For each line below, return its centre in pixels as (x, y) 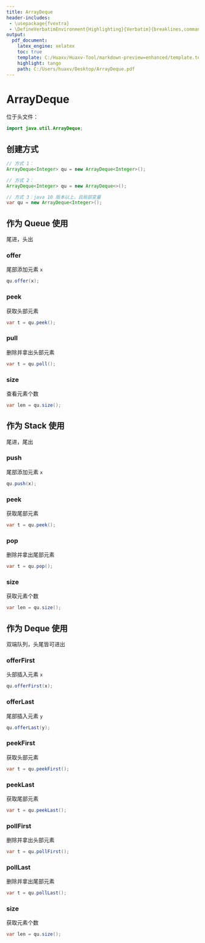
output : (16, 35)
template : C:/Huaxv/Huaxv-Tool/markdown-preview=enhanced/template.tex (110, 58)
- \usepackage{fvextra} (39, 23)
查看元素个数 (22, 393)
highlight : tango (39, 63)
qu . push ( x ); (21, 483)
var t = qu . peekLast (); (37, 810)
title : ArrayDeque (30, 12)
